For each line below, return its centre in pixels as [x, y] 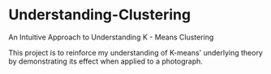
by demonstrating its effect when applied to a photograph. [105, 61]
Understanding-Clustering [100, 15]
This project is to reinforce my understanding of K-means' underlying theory [136, 52]
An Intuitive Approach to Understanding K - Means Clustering [111, 37]
